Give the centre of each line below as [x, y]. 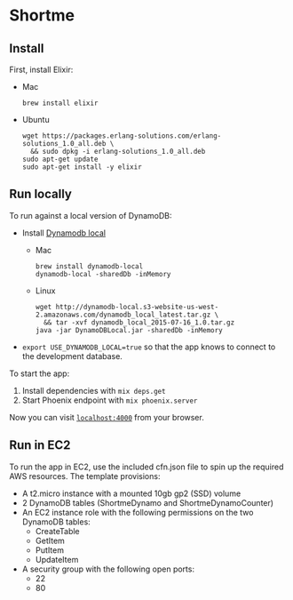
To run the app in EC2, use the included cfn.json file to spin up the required [146, 467]
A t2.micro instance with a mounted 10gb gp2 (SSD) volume [131, 493]
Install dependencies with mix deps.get [94, 390]
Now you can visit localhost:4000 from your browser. [107, 417]
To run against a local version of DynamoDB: [91, 215]
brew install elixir [60, 103]
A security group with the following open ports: [108, 569]
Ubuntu [36, 120]
